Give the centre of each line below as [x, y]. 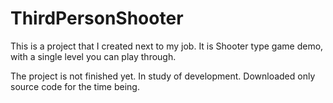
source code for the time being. [75, 86]
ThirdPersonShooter [97, 18]
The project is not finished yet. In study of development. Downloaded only [163, 76]
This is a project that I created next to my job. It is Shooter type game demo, [167, 46]
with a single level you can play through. [93, 56]
